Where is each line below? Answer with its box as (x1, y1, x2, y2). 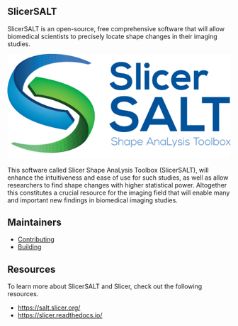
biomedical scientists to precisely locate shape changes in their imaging (7, 32, 217, 40)
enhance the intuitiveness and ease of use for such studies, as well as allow (7, 173, 229, 182)
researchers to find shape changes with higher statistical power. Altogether (7, 180, 227, 189)
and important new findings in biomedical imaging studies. (7, 195, 178, 205)
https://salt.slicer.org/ (17, 303, 81, 312)
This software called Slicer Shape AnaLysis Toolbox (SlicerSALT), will (7, 165, 209, 174)
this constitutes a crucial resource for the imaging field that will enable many (7, 188, 230, 197)
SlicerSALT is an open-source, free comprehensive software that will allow (7, 24, 225, 33)
